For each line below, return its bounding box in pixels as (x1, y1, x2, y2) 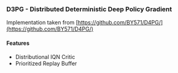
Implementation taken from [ (6, 19, 79, 26)
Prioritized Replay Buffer (15, 60, 77, 67)
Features (6, 39, 29, 47)
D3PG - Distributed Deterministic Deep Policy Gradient (6, 5, 172, 13)
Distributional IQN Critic (15, 53, 75, 60)
